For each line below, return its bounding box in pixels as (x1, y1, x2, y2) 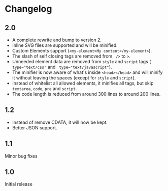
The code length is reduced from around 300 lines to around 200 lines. (12, 91, 161, 97)
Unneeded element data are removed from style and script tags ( (12, 59, 151, 64)
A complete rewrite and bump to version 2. (12, 37, 102, 43)
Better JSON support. (12, 124, 57, 130)
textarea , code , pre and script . (12, 86, 77, 92)
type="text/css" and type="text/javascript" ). (12, 64, 112, 70)
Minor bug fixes (5, 153, 38, 159)
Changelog (5, 3, 52, 15)
